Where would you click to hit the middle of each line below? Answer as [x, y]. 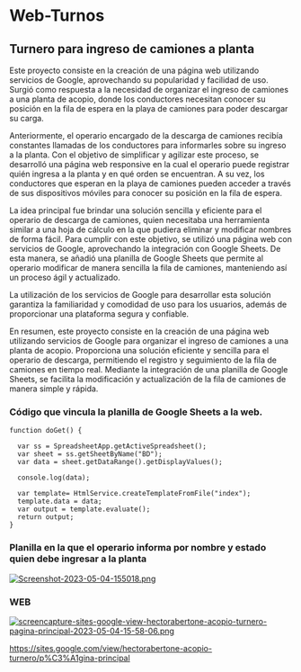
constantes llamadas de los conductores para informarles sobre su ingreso [148, 145]
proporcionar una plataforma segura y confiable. [99, 314]
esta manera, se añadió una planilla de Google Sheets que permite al [136, 258]
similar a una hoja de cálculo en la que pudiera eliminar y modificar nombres [150, 229]
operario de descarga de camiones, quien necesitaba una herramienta [140, 220]
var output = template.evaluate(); [84, 509]
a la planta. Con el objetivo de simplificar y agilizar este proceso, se [134, 155]
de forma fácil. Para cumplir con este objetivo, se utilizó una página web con [150, 239]
